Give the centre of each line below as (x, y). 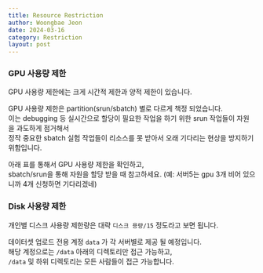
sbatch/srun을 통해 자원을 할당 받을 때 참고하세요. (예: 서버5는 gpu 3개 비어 (125, 174)
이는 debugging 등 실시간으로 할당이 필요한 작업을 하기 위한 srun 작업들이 (122, 118)
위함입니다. (25, 148)
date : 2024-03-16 (37, 30)
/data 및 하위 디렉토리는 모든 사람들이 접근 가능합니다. (91, 261)
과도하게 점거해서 (42, 128)
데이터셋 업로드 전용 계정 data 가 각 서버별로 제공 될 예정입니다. (105, 242)
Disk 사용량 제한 (37, 206)
